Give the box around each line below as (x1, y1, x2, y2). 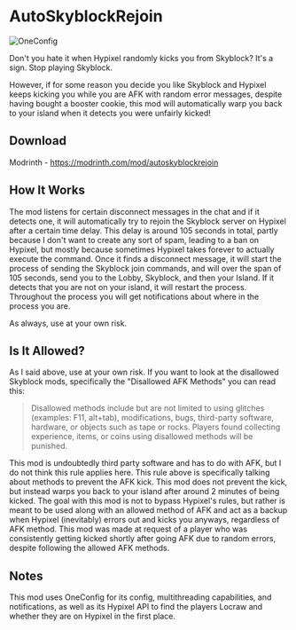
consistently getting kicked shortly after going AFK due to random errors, (9, 533, 277, 544)
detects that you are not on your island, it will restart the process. (9, 281, 247, 292)
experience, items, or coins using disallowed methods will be (30, 431, 253, 442)
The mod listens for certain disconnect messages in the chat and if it (9, 206, 260, 217)
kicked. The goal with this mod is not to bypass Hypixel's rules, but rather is (9, 495, 286, 507)
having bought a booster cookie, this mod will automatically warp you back (9, 98, 283, 108)
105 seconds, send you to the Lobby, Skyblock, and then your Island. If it (9, 272, 275, 283)
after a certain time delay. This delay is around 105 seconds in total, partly (9, 224, 279, 236)
